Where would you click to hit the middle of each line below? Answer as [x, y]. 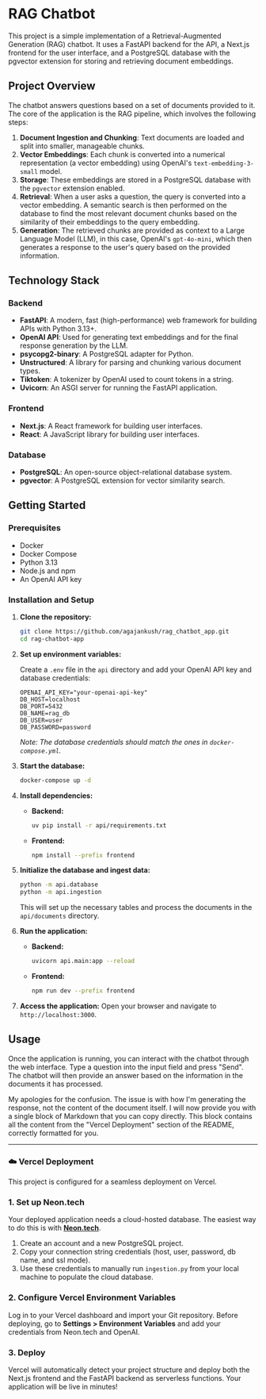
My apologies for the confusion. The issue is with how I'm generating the [127, 1099]
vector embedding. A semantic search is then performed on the [123, 205]
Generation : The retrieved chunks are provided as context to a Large [132, 230]
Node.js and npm [47, 570]
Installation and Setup [51, 599]
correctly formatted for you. [53, 1133]
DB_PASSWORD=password [55, 727]
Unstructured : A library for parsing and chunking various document [130, 363]
